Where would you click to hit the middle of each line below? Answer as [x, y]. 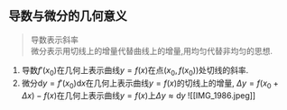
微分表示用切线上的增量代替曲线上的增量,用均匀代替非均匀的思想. [151, 50]
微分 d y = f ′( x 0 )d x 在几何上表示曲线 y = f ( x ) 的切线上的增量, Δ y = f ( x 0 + [150, 84]
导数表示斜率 [54, 40]
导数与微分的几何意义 [68, 16]
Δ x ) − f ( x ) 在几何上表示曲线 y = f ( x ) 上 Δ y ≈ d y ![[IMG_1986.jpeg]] [139, 96]
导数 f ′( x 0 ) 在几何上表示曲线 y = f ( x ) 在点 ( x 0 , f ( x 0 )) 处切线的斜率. [135, 71]
